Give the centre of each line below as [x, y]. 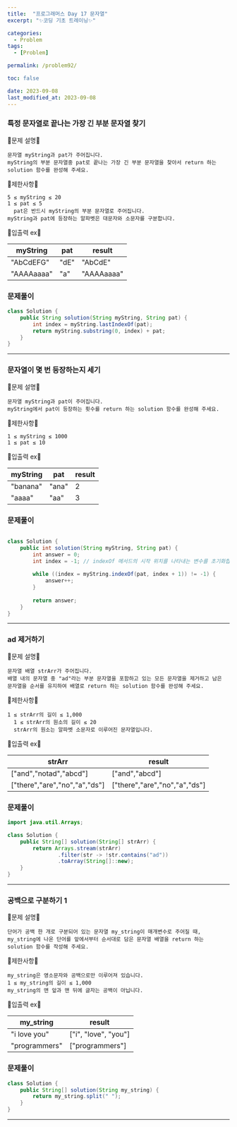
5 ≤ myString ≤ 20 [34, 197]
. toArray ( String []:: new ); [96, 862]
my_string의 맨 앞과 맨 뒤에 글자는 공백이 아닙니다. [75, 991]
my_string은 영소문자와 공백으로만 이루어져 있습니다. [75, 976]
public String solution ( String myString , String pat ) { [104, 318]
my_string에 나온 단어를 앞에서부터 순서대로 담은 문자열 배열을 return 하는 [106, 939]
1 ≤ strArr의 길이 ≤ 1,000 [45, 715]
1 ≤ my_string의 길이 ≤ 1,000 [49, 983]
